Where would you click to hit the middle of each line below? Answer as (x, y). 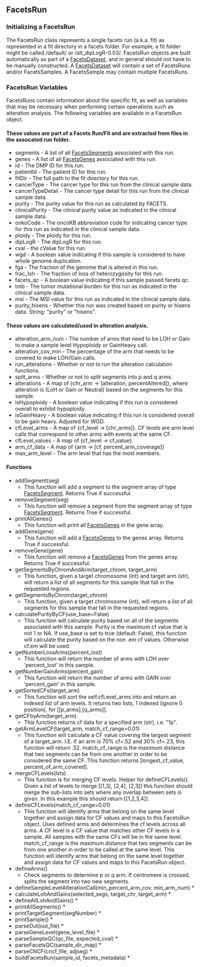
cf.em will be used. (47, 645)
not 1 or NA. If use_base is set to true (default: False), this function (105, 633)
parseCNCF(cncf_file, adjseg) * (54, 951)
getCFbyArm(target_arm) (46, 716)
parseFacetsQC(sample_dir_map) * (58, 945)
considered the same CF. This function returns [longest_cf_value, (104, 760)
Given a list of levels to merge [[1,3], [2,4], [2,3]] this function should (108, 786)
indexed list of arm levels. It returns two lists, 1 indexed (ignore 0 (103, 703)
